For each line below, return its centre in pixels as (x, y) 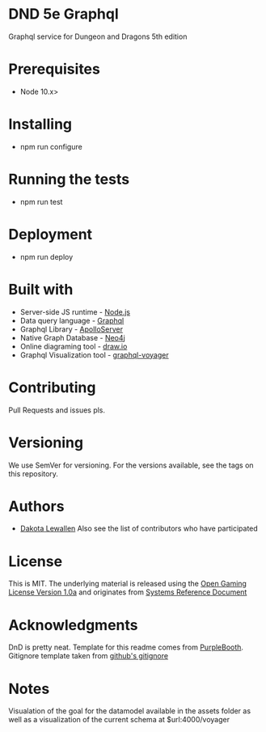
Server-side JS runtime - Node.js (75, 311)
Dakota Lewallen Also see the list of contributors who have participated (139, 529)
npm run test (41, 201)
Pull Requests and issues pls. (57, 410)
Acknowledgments (74, 625)
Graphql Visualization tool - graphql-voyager (94, 355)
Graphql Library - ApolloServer (72, 329)
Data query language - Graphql (72, 320)
